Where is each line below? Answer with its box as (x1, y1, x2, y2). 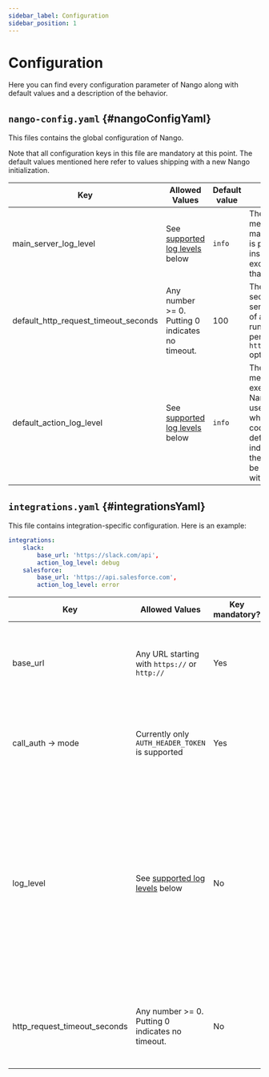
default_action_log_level (12, 417, 102, 428)
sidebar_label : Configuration (8, 11, 110, 20)
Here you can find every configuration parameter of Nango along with (8, 80, 239, 90)
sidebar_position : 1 (8, 19, 78, 27)
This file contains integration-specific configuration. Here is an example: (8, 521, 247, 531)
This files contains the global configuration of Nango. (8, 133, 184, 143)
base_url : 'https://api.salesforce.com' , (37, 573, 178, 581)
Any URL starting (135, 649, 199, 660)
